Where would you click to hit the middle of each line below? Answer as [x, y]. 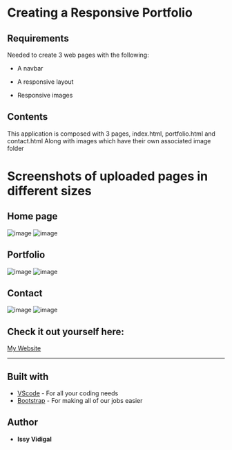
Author [22, 423]
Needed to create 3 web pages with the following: [78, 55]
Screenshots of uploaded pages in [108, 176]
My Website [24, 348]
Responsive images [45, 95]
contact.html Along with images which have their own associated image [109, 141]
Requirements [38, 38]
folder [16, 148]
